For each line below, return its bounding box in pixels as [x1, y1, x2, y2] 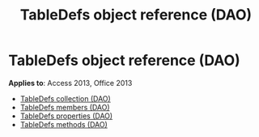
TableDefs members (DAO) [19, 102, 110, 112]
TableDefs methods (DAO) [19, 119, 108, 129]
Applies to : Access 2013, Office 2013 [8, 78, 133, 88]
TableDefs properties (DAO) [19, 111, 113, 121]
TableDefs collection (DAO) [19, 93, 111, 103]
